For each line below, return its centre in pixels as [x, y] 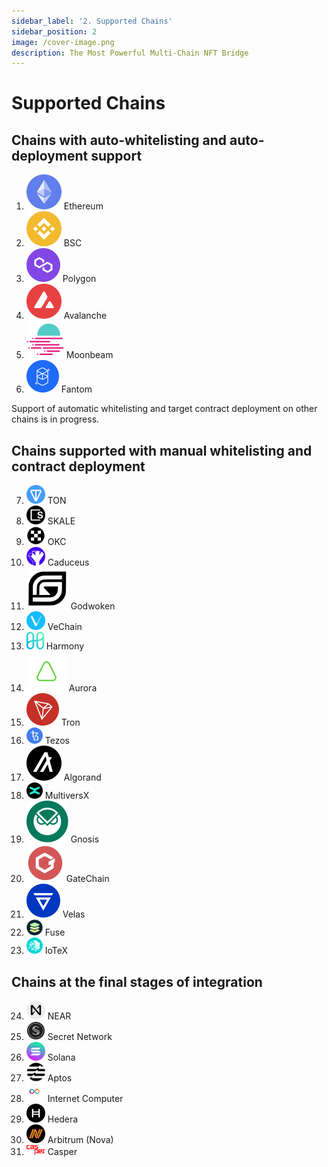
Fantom [76, 389]
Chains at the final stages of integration [137, 981]
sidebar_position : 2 [54, 31]
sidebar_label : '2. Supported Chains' [92, 21]
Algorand [82, 777]
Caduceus [68, 562]
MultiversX [67, 796]
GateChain [87, 879]
